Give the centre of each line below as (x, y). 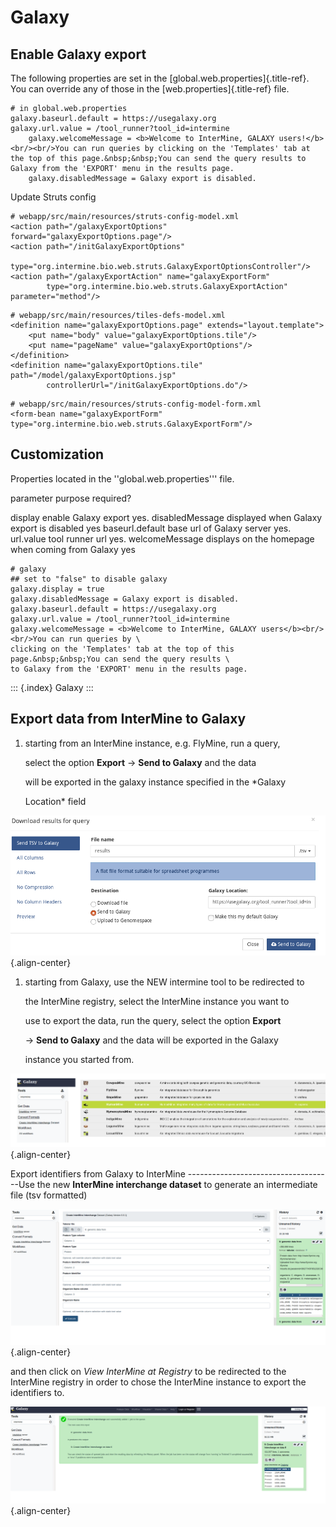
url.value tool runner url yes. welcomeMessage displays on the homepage (162, 538)
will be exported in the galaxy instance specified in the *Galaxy (155, 782)
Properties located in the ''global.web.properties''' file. (122, 478)
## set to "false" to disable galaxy (89, 579)
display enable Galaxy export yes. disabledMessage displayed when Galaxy (166, 517)
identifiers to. (37, 1393)
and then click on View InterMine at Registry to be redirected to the (148, 1372)
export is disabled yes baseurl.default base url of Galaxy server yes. (151, 528)
